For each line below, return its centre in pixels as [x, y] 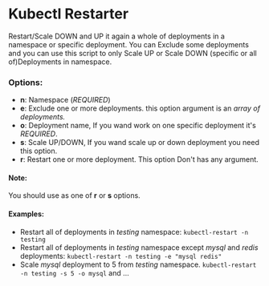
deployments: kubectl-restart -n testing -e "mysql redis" [121, 256]
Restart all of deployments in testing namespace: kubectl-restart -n [134, 232]
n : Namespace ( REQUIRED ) [65, 100]
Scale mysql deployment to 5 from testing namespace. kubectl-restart [138, 264]
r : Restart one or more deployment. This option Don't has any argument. [139, 159]
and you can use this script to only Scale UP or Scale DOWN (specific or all [132, 53]
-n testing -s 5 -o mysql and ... [75, 272]
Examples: [26, 214]
